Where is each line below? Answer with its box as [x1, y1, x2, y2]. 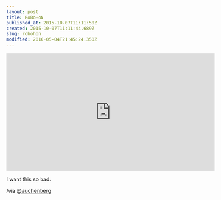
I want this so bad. [6, 176, 52, 183]
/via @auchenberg [6, 187, 52, 194]
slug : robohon [6, 31, 42, 37]
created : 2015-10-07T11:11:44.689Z [6, 25, 95, 32]
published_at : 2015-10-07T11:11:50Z [6, 20, 97, 26]
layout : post [6, 8, 39, 15]
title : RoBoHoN [6, 14, 44, 20]
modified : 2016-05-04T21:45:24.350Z [6, 36, 97, 42]
